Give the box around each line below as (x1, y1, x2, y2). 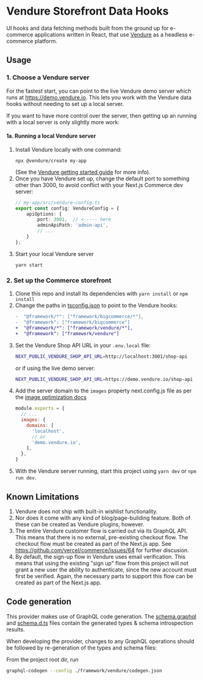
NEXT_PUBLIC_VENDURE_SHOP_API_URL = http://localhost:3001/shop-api (15, 353, 188, 359)
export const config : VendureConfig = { (15, 205, 119, 211)
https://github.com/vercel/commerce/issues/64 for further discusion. (15, 547, 189, 554)
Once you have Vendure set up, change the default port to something (15, 175, 190, 182)
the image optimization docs (15, 394, 87, 401)
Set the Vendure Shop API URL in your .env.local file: (15, 341, 151, 349)
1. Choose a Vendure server (6, 73, 90, 82)
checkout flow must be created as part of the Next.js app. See (15, 540, 172, 547)
